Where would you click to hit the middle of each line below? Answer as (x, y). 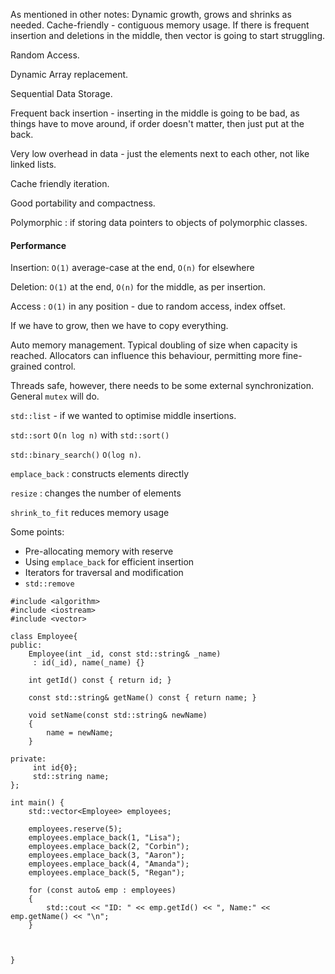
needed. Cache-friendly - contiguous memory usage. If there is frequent (160, 25)
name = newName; (80, 733)
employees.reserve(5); (75, 829)
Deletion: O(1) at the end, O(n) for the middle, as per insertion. (138, 287)
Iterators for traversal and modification (104, 573)
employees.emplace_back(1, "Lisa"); (105, 838)
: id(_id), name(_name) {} (88, 663)
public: (26, 645)
